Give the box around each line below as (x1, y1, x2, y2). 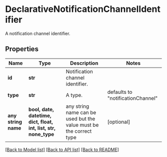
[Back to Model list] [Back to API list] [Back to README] (5, 147, 119, 153)
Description (70, 60, 98, 67)
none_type (28, 131, 55, 138)
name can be (66, 109, 96, 116)
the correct (66, 128, 92, 135)
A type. (66, 91, 83, 98)
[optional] (107, 118, 130, 125)
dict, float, (28, 118, 53, 125)
